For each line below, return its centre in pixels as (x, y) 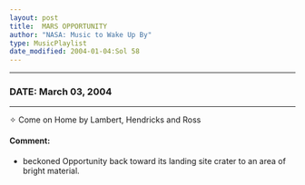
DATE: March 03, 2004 (61, 92)
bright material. (51, 170)
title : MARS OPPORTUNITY (58, 26)
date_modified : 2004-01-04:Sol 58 (75, 52)
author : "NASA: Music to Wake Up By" (81, 34)
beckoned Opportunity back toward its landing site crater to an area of (154, 161)
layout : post (34, 18)
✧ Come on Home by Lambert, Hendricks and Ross (105, 120)
